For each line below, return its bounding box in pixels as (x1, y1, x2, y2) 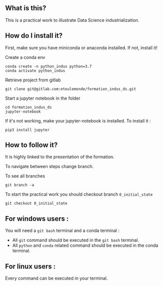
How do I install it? (5, 32, 63, 40)
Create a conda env (5, 54, 46, 60)
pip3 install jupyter (5, 127, 50, 132)
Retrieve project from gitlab (5, 77, 61, 83)
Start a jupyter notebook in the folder (5, 95, 81, 101)
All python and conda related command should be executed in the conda (12, 242, 159, 248)
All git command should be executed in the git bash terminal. (12, 237, 139, 243)
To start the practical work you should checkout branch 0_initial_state (5, 191, 153, 197)
